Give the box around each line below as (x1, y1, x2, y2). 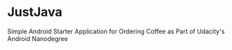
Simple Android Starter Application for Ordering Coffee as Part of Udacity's (7, 27, 225, 35)
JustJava (7, 4, 63, 20)
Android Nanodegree (7, 34, 68, 42)
